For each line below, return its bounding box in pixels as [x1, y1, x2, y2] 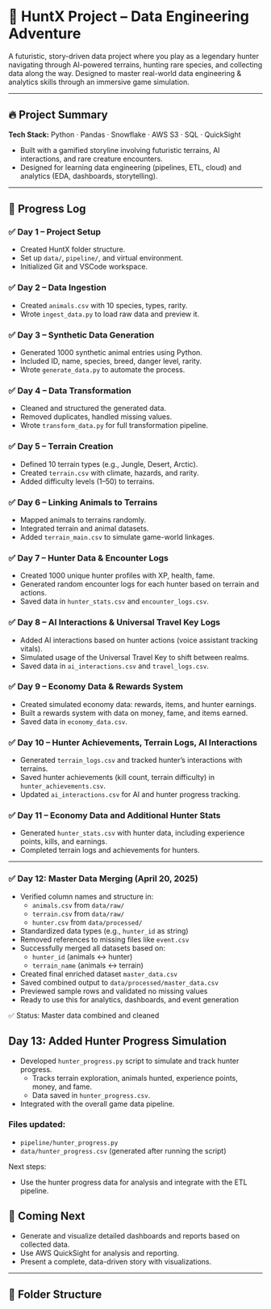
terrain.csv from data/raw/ [31, 909, 125, 918]
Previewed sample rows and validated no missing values [19, 986, 208, 996]
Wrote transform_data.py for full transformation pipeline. [19, 421, 208, 430]
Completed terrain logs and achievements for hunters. [19, 845, 200, 855]
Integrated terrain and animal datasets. [19, 523, 149, 533]
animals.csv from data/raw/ [31, 900, 125, 909]
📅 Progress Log [8, 202, 86, 216]
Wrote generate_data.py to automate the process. [19, 365, 186, 375]
